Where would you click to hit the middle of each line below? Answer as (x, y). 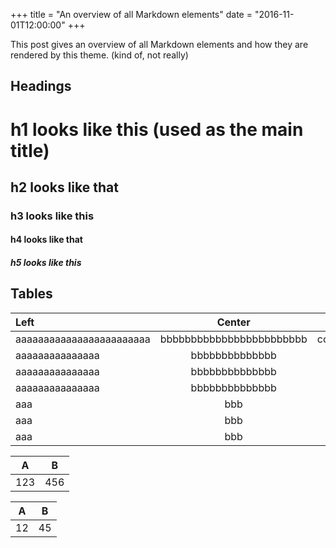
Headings (41, 86)
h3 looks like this (52, 216)
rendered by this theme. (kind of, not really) (99, 55)
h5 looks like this (46, 263)
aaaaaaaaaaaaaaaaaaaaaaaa (83, 339)
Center (233, 322)
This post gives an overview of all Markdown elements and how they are (159, 44)
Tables (31, 294)
